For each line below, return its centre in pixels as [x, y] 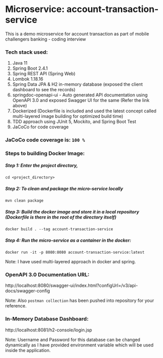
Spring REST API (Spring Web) [44, 74]
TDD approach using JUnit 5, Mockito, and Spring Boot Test [74, 122]
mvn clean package [24, 201]
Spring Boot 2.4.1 [30, 68]
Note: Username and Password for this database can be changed [73, 339]
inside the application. [28, 350]
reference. [16, 306]
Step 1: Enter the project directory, [42, 165]
